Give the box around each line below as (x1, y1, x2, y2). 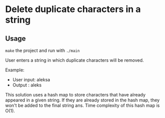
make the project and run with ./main (5, 48, 80, 53)
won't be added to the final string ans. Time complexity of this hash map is (5, 102, 160, 108)
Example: (5, 67, 25, 73)
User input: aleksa (12, 77, 50, 82)
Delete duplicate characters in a (5, 4, 141, 15)
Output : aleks (12, 82, 42, 88)
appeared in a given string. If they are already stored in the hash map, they (5, 97, 160, 103)
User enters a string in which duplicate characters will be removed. (5, 57, 144, 63)
